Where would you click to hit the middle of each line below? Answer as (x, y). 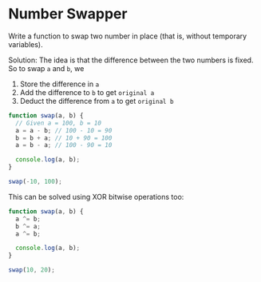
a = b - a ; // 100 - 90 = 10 (64, 145)
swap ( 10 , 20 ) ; (32, 270)
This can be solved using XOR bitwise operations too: (96, 197)
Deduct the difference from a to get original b (97, 101)
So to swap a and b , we (46, 68)
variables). (26, 44)
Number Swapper (68, 14)
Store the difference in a (59, 84)
